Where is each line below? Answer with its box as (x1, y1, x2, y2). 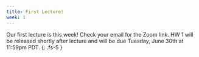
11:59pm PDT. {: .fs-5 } (6, 43, 63, 51)
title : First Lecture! (6, 8, 64, 15)
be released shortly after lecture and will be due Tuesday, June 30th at (6, 37, 184, 44)
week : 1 (6, 14, 26, 20)
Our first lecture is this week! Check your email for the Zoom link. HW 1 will (6, 31, 194, 38)
